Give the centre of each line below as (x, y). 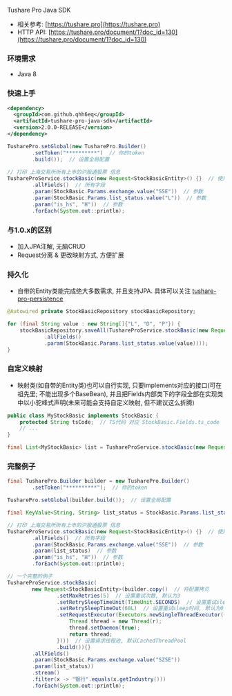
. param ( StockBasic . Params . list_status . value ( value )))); (126, 343)
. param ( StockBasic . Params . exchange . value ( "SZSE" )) (106, 660)
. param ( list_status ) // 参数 (74, 551)
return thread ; (90, 634)
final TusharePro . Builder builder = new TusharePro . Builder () (98, 481)
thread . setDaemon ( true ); (104, 628)
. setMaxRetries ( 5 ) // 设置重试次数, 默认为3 (118, 596)
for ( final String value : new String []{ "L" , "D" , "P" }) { (94, 324)
